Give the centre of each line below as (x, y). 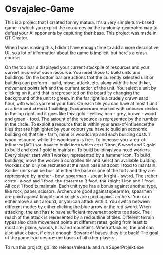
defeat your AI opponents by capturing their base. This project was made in (81, 33)
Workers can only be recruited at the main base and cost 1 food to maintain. (81, 165)
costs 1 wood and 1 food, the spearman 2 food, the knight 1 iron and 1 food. (80, 181)
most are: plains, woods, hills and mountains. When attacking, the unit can (80, 227)
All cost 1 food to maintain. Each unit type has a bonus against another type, (81, 186)
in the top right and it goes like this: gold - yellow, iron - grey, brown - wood (81, 113)
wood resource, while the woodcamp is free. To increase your (67, 139)
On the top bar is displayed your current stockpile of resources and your (77, 67)
